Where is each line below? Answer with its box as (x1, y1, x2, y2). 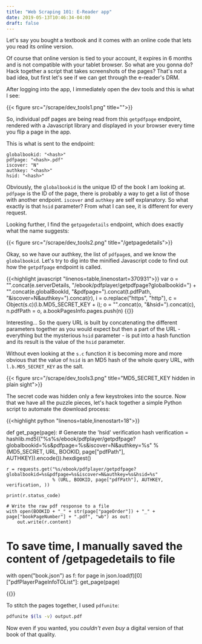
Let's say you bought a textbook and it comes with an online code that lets (6, 37, 192, 44)
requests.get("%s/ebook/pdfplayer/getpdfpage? (17, 466, 137, 472)
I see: (6, 92, 20, 100)
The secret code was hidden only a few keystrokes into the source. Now (6, 393, 186, 400)
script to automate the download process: (6, 405, 111, 413)
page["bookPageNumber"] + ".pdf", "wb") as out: (6, 514, 131, 520)
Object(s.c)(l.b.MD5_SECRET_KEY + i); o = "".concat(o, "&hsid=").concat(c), (6, 301, 195, 308)
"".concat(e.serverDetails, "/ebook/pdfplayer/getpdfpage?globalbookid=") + (6, 282, 197, 289)
